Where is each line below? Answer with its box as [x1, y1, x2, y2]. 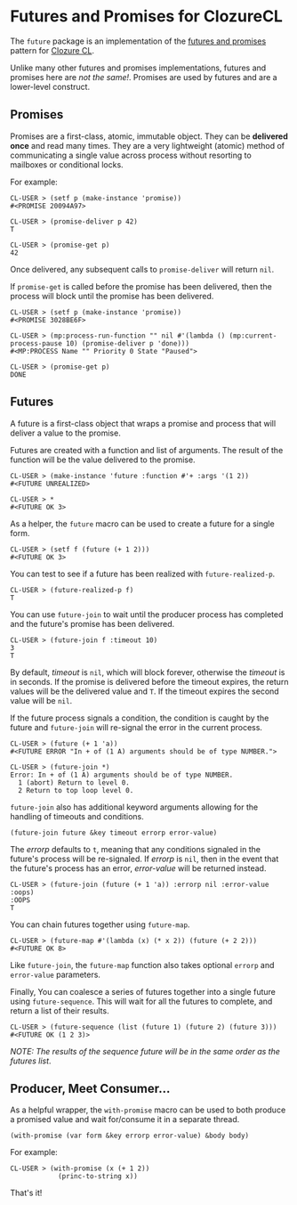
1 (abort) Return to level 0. [18, 778, 130, 787]
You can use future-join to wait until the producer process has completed [10, 608, 284, 620]
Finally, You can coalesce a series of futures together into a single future [10, 986, 277, 997]
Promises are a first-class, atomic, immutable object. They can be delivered [10, 131, 288, 142]
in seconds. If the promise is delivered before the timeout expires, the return [10, 676, 289, 687]
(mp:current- [229, 331, 277, 340]
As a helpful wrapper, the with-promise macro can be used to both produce [10, 1104, 286, 1115]
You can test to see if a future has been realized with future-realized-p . [10, 568, 276, 579]
